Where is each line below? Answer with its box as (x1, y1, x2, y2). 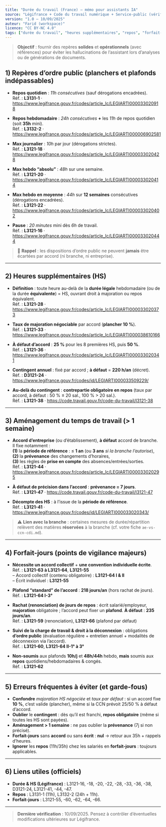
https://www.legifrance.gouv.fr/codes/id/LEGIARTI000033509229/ (12, 377, 149, 383)
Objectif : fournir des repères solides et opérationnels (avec (17, 44, 142, 50)
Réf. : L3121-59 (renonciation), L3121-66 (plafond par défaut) (12, 618, 137, 624)
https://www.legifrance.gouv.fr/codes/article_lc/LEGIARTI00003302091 (12, 100, 159, 106)
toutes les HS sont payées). (12, 717, 69, 723)
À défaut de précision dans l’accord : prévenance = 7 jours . (12, 484, 136, 490)
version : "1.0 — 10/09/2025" (5, 16, 65, 21)
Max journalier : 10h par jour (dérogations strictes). (12, 140, 117, 146)
